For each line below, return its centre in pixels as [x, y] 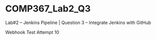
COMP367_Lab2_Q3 [48, 9]
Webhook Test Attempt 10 [32, 32]
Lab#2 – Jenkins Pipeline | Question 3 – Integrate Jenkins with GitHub [78, 22]
